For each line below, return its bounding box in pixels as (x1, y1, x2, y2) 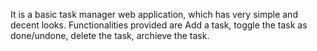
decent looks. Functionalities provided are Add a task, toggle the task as (10, 19, 308, 31)
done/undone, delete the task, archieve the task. (10, 30, 210, 41)
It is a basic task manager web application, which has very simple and (10, 9, 298, 20)
